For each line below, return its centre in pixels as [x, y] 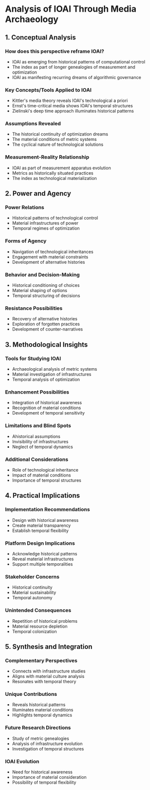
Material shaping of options [39, 291]
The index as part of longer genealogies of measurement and [74, 67]
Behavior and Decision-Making [42, 275]
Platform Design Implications [40, 543]
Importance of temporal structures [47, 480]
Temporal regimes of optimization [46, 228]
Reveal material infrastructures [43, 559]
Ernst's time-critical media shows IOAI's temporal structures [72, 106]
